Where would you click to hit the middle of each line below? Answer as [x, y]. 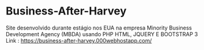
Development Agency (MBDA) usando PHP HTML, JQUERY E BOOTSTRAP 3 [102, 34]
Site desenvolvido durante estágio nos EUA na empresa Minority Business [99, 28]
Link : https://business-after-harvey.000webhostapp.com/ [79, 40]
